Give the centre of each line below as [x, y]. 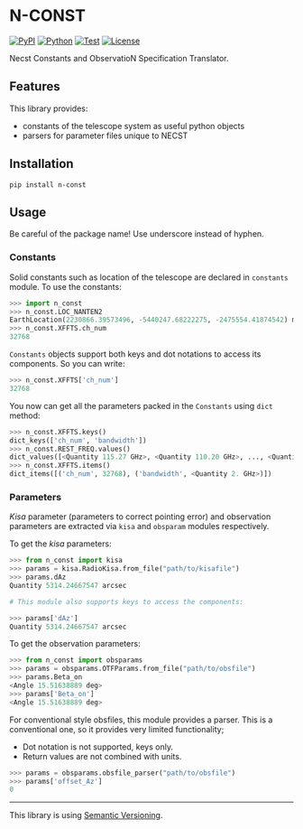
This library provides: [49, 108]
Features [35, 87]
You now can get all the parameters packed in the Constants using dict [141, 405]
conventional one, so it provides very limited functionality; [117, 729]
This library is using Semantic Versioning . [86, 815]
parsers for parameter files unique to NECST [105, 135]
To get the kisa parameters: [60, 544]
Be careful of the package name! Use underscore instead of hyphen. [137, 234]
